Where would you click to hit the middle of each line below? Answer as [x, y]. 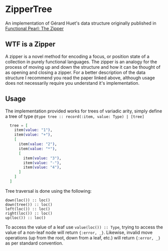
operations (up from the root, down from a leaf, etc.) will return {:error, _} [83, 237]
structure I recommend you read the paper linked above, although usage [80, 78]
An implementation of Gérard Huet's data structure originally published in [81, 23]
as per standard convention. [34, 243]
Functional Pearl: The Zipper [35, 28]
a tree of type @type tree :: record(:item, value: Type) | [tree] [75, 116]
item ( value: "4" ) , [42, 167]
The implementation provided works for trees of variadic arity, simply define [84, 111]
